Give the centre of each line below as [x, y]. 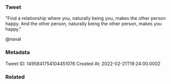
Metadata [17, 52]
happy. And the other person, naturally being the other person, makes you [83, 24]
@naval [13, 39]
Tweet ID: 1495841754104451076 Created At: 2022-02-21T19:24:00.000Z [83, 64]
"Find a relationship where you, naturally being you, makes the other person [85, 18]
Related [15, 77]
